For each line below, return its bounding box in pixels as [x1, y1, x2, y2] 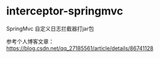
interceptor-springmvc [6, 4, 124, 18]
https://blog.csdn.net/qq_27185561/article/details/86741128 [6, 44, 154, 52]
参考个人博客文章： [6, 37, 54, 45]
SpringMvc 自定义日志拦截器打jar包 [6, 25, 94, 32]
